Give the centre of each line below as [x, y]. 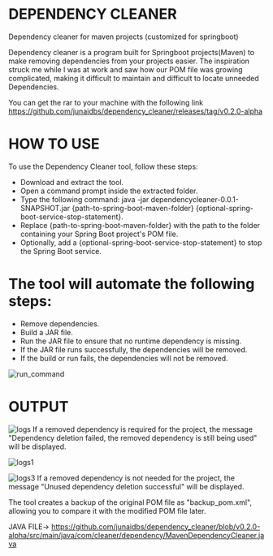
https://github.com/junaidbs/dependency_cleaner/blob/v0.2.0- [156, 526]
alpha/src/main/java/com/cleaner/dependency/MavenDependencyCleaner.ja [136, 535]
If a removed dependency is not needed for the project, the [136, 478]
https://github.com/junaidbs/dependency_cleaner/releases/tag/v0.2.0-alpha [135, 111]
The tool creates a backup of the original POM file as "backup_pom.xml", [130, 502]
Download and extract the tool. [72, 182]
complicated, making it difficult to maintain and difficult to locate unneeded [134, 78]
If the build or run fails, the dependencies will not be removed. [124, 358]
